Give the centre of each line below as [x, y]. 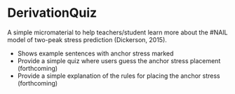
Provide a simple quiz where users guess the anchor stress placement [119, 60]
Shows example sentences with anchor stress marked [95, 53]
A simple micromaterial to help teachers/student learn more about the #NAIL [117, 32]
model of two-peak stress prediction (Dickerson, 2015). [87, 39]
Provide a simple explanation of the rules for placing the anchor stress [119, 76]
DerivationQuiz [52, 13]
